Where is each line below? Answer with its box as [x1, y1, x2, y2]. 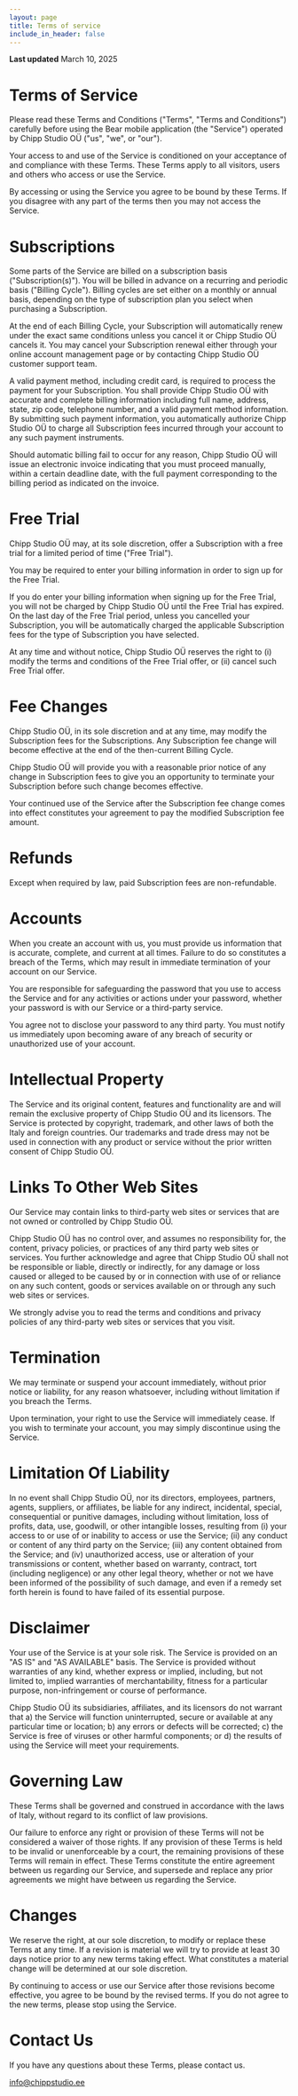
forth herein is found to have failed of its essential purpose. [9, 1586, 225, 1597]
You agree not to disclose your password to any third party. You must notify [9, 1020, 286, 1030]
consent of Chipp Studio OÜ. [9, 1146, 114, 1156]
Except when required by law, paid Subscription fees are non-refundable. [9, 877, 277, 888]
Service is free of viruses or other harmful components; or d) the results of [9, 1730, 282, 1741]
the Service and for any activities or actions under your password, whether [9, 993, 283, 1004]
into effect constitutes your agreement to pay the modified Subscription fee [9, 807, 286, 818]
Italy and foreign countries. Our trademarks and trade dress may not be [9, 1127, 271, 1138]
